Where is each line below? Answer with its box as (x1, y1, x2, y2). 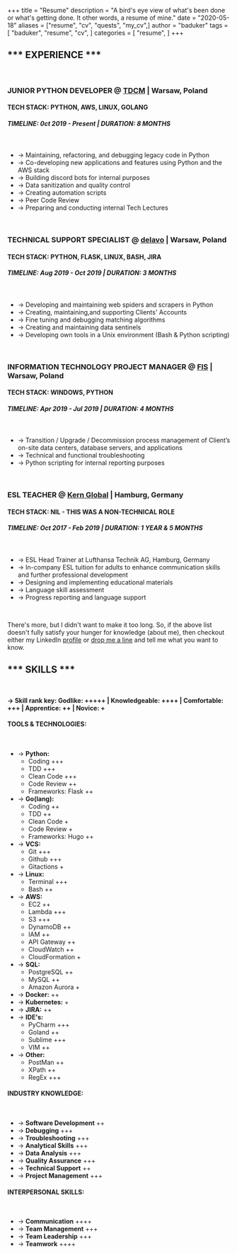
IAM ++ (28, 930, 51, 938)
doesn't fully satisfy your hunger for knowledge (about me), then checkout (7, 628, 225, 636)
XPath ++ (28, 1066, 57, 1074)
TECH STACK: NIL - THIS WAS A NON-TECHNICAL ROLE (7, 507, 175, 516)
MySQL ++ (28, 975, 60, 983)
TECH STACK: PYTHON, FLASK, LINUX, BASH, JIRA (7, 252, 161, 261)
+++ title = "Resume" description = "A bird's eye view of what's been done (7, 6, 226, 14)
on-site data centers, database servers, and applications (17, 444, 183, 452)
